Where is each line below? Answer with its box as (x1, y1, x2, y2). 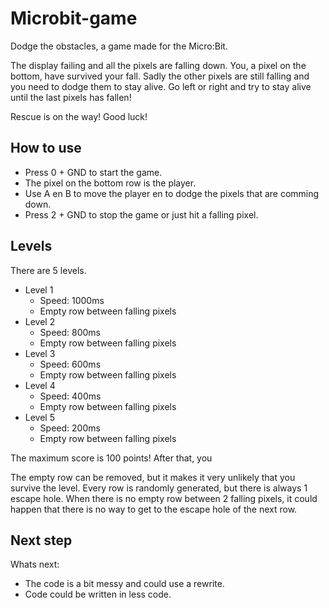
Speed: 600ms (39, 358, 102, 370)
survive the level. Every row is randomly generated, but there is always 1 (10, 482, 308, 494)
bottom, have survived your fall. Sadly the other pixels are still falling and (10, 70, 310, 82)
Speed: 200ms (39, 422, 101, 434)
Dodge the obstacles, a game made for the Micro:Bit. (10, 40, 228, 52)
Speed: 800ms (39, 326, 101, 338)
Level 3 (24, 347, 56, 359)
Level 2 (24, 315, 56, 327)
